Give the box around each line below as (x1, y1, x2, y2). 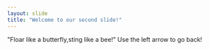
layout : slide (7, 10, 48, 17)
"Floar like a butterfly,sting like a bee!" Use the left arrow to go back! (7, 35, 203, 43)
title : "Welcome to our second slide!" (7, 16, 122, 23)
